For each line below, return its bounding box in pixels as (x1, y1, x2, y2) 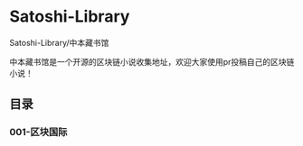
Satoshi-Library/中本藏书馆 (9, 37, 109, 48)
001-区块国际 (9, 126, 68, 139)
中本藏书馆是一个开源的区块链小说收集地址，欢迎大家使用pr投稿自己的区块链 (9, 56, 295, 67)
